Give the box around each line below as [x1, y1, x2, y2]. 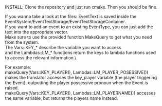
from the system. [5, 39, 39, 45]
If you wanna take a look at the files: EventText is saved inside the [5, 14, 137, 19]
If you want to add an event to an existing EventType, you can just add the [5, 24, 153, 30]
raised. [5, 85, 19, 90]
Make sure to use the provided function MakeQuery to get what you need [5, 34, 152, 40]
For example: [5, 64, 32, 70]
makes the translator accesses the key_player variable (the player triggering [5, 75, 157, 80]
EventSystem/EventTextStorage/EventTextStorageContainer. [5, 19, 126, 24]
